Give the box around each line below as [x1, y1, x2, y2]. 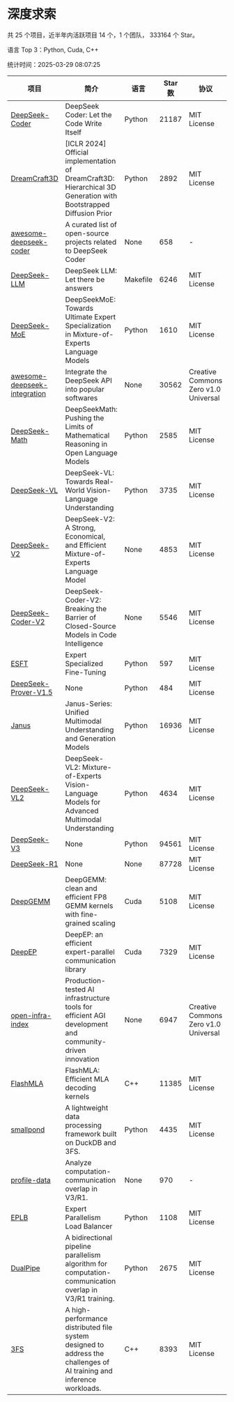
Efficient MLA [65, 1074, 109, 1084]
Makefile [124, 275, 153, 284]
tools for [65, 1001, 93, 1011]
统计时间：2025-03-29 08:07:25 [7, 60, 101, 68]
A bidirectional [65, 1233, 113, 1242]
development [65, 1019, 109, 1029]
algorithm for [65, 1258, 108, 1268]
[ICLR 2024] [65, 139, 107, 148]
